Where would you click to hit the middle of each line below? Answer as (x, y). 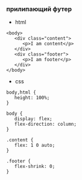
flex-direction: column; (46, 124)
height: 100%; (32, 98)
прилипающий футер (39, 9)
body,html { (21, 92)
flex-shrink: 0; (35, 167)
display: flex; (33, 119)
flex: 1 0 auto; (35, 146)
